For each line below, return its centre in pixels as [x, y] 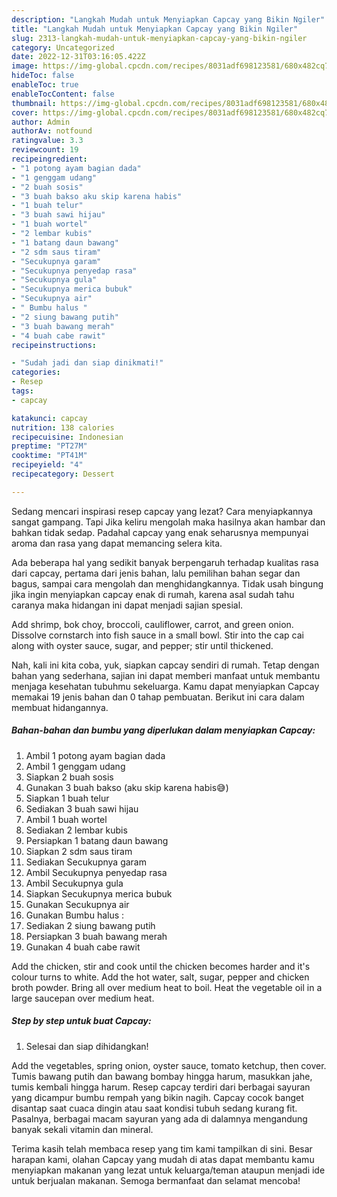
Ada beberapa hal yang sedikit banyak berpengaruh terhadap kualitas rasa [165, 562]
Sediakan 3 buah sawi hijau [82, 808]
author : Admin [41, 122]
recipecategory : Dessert [63, 474]
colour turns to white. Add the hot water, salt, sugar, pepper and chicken [160, 977]
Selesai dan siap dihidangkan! [87, 1046]
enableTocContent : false [63, 94]
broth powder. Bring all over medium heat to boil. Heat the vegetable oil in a [167, 987]
